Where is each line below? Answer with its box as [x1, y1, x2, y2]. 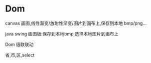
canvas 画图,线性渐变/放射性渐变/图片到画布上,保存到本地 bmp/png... [5, 20, 147, 26]
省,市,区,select [5, 52, 35, 58]
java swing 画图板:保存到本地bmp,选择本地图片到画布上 [5, 30, 119, 36]
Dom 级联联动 [5, 41, 34, 47]
